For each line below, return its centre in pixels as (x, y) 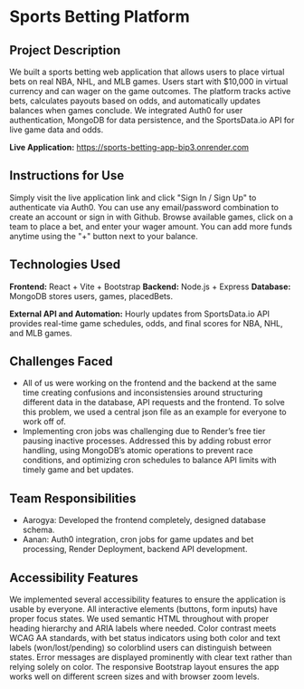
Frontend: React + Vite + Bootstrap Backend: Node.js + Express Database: (150, 286)
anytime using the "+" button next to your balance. (104, 236)
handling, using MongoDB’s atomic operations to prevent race (138, 451)
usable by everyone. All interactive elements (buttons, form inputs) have (143, 609)
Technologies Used (65, 265)
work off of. (44, 422)
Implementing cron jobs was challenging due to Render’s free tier (144, 432)
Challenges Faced (61, 361)
